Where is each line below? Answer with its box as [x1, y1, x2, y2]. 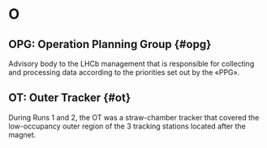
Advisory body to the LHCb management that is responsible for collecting [8, 59, 255, 68]
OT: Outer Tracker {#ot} [8, 91, 131, 105]
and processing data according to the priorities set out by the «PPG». [8, 67, 240, 77]
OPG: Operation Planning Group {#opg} [8, 37, 212, 51]
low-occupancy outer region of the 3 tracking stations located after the [8, 121, 246, 131]
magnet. [8, 129, 37, 139]
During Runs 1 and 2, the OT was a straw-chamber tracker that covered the [8, 112, 260, 122]
